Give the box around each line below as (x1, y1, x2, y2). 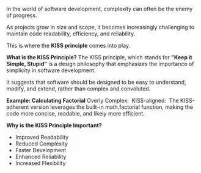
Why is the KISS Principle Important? (6, 122, 102, 129)
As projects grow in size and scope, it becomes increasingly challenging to (6, 24, 195, 31)
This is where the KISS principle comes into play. (6, 42, 130, 49)
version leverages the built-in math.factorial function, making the (30, 103, 194, 111)
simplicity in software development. (6, 67, 96, 74)
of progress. (6, 12, 38, 19)
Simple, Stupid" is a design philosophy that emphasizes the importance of (6, 61, 194, 67)
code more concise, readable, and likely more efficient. (6, 110, 145, 117)
